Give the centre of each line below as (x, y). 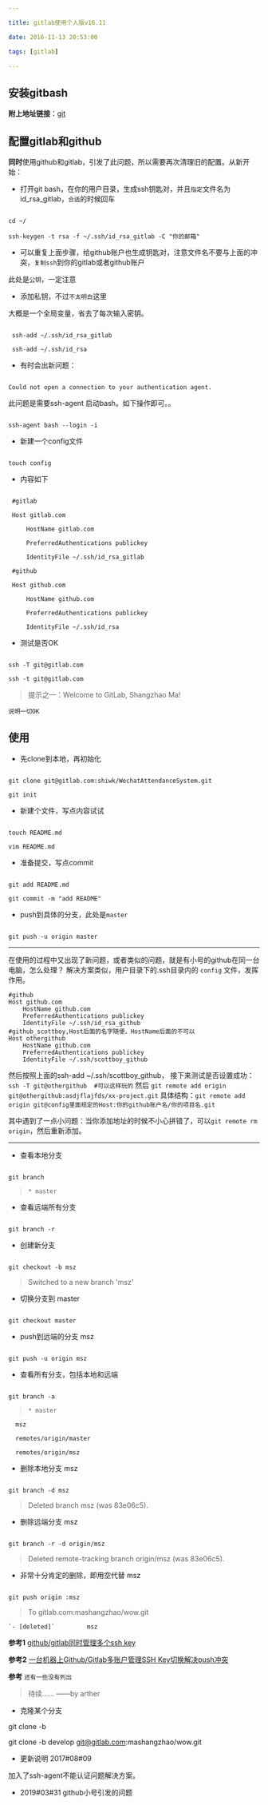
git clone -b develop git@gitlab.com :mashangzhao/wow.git (105, 1742)
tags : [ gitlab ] (33, 52)
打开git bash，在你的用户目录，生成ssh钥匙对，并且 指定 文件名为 (125, 189)
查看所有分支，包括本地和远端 (69, 1374)
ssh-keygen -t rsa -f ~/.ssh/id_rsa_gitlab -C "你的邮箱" (104, 237)
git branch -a (32, 1396)
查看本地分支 (41, 1155)
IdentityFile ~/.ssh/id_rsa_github (82, 1023)
